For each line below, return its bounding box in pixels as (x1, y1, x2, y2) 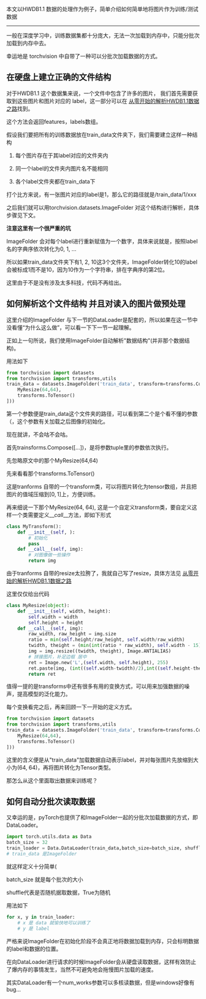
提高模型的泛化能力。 (17, 691, 71, 698)
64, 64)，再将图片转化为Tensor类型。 (19, 764, 115, 771)
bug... (6, 986, 21, 993)
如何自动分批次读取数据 (6, 797, 95, 807)
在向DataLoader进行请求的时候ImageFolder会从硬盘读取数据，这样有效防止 (6, 958, 196, 965)
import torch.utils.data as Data (6, 833, 92, 840)
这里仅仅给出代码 (6, 591, 50, 597)
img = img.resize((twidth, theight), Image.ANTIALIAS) (28, 648, 172, 654)
